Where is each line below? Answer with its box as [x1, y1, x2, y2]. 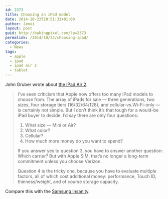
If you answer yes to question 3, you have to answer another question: [17, 148, 163, 153]
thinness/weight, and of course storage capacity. [17, 178, 119, 184]
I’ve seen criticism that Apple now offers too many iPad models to [17, 91, 153, 97]
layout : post [5, 26, 33, 31]
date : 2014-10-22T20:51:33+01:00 [5, 16, 75, 21]
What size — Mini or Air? [25, 122, 76, 128]
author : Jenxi [5, 21, 35, 26]
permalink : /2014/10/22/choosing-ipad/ [5, 35, 89, 40]
